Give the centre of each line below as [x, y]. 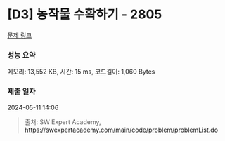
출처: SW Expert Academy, [63, 122]
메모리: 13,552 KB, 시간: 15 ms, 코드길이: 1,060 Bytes [81, 72]
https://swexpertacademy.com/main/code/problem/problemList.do [121, 130]
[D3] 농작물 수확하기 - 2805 [85, 14]
